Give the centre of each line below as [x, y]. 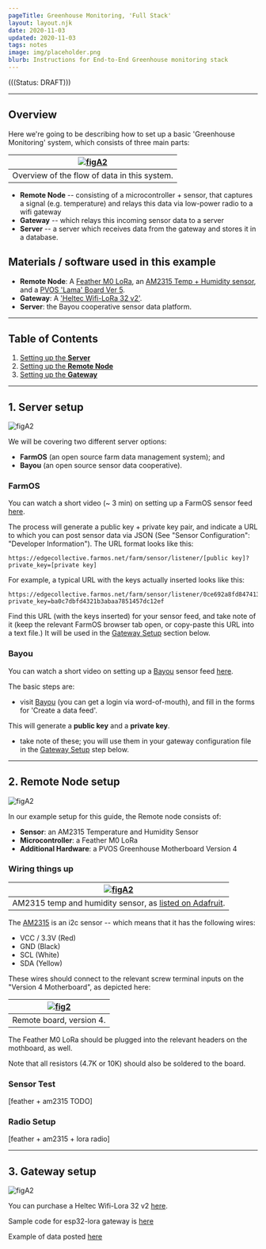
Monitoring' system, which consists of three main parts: [99, 142]
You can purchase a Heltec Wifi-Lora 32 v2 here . [88, 1206]
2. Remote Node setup [64, 782]
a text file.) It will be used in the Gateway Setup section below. [110, 633]
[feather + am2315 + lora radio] [59, 1139]
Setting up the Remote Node [66, 367]
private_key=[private [44, 565]
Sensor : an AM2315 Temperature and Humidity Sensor [109, 832]
